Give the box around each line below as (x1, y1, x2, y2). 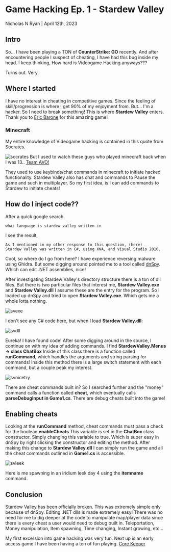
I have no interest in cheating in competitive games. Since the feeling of (5, 98, 156, 104)
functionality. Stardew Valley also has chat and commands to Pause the (5, 174, 156, 180)
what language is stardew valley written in (5, 223, 102, 228)
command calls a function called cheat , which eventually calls (5, 389, 136, 396)
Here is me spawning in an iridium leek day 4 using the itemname (5, 470, 143, 476)
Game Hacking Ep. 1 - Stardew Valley (5, 4, 164, 15)
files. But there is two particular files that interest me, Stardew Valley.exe (5, 281, 160, 287)
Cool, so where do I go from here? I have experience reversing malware (5, 255, 156, 261)
